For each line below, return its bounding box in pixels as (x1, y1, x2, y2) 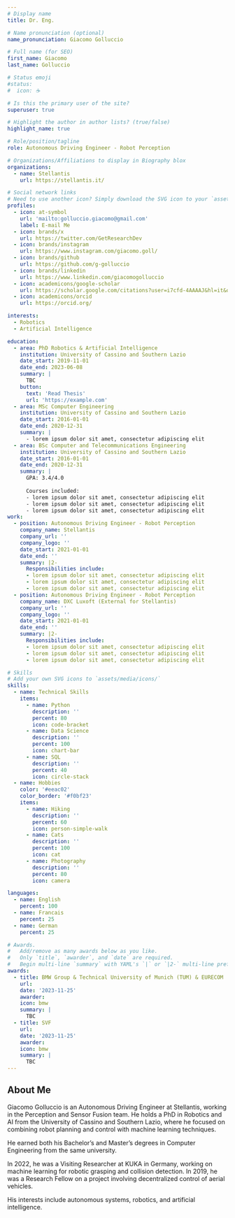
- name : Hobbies (13, 780, 61, 787)
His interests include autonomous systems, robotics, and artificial (7, 1195, 196, 1203)
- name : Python (25, 701, 71, 708)
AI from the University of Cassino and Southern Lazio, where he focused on (7, 1117, 225, 1126)
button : (20, 383, 42, 390)
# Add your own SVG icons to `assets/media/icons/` (7, 675, 161, 682)
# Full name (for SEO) (7, 48, 73, 56)
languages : (7, 889, 39, 897)
